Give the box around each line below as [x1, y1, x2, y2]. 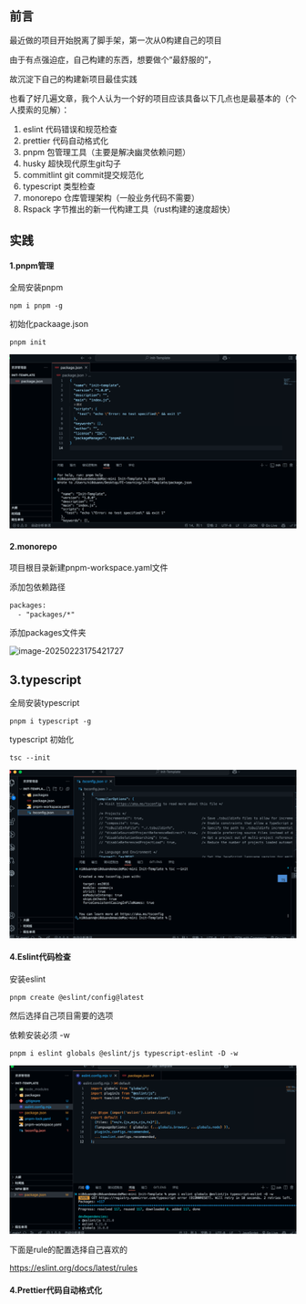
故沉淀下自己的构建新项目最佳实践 [9, 73, 138, 84]
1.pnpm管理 [9, 259, 55, 271]
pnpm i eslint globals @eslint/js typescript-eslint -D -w [9, 1049, 239, 1058]
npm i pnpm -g [9, 301, 64, 310]
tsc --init [9, 753, 51, 762]
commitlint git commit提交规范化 [22, 169, 144, 180]
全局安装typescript [9, 698, 80, 709]
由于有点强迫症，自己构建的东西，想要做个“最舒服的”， [9, 54, 217, 65]
